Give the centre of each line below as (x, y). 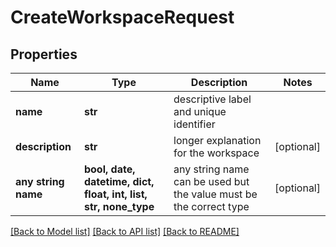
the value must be (215, 194)
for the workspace (216, 153)
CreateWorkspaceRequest (122, 17)
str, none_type (119, 206)
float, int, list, (115, 194)
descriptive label (212, 99)
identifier (194, 124)
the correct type (211, 206)
